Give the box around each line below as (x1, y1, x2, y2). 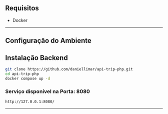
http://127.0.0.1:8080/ (5, 99, 55, 104)
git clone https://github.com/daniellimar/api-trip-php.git (5, 67, 133, 72)
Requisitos (5, 4, 39, 12)
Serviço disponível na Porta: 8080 (5, 87, 90, 94)
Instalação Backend (5, 53, 68, 62)
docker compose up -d (5, 76, 50, 81)
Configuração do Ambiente (5, 36, 91, 45)
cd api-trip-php (5, 71, 39, 76)
